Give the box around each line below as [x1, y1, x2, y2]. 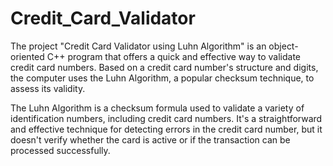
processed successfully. [10, 144, 111, 156]
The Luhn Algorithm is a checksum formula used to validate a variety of [10, 102, 305, 114]
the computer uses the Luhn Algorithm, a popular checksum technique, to [10, 72, 315, 84]
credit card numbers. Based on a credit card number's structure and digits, [10, 61, 319, 73]
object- [268, 40, 299, 52]
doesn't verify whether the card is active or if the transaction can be [10, 133, 291, 146]
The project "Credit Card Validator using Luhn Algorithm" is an [10, 40, 267, 52]
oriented [10, 50, 45, 62]
